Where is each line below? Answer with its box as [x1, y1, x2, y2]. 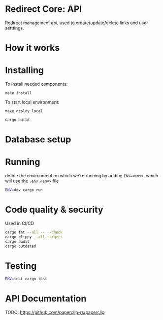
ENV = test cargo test [5, 277, 48, 282]
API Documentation [5, 293, 87, 304]
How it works [5, 42, 60, 54]
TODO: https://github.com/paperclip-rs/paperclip [5, 309, 105, 316]
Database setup [5, 134, 71, 145]
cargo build [5, 117, 30, 123]
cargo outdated [5, 244, 36, 249]
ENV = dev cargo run [5, 188, 43, 192]
